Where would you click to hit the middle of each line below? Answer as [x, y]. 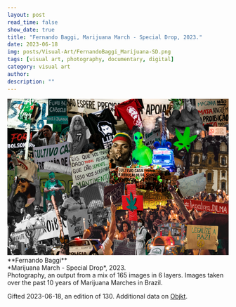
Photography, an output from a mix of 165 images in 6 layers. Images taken [116, 275]
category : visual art [39, 67]
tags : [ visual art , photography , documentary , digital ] [91, 60]
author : [19, 74]
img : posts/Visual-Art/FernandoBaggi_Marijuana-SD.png [89, 52]
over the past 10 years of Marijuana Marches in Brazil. [85, 282]
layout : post [26, 15]
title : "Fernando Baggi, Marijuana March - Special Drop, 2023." [105, 37]
